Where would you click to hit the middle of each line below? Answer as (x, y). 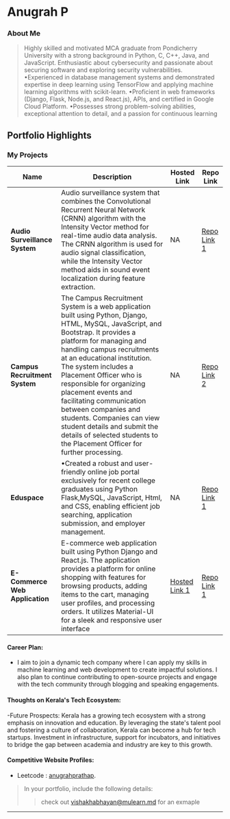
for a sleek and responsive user (111, 620)
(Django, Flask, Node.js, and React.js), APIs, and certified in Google (119, 99)
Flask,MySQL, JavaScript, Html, (111, 498)
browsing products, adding (104, 586)
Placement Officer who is (101, 376)
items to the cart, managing (105, 595)
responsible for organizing (103, 384)
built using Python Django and (109, 552)
